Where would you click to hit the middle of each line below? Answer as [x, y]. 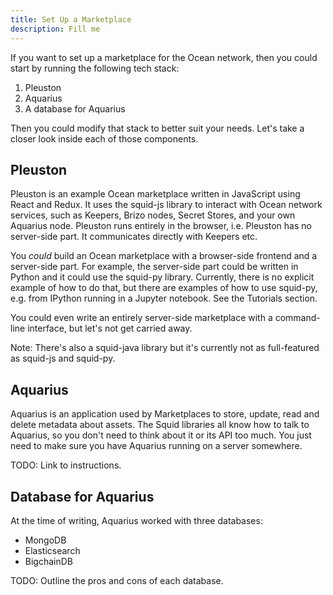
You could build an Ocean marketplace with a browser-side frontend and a [164, 256]
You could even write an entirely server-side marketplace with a [141, 318]
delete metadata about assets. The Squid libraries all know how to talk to [160, 425]
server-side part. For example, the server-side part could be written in [154, 267]
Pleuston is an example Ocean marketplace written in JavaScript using [155, 194]
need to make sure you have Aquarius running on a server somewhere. [156, 446]
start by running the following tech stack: [95, 68]
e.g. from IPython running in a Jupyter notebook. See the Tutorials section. [164, 298]
